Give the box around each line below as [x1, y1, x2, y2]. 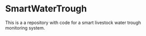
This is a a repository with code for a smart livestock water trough [5, 19, 141, 25]
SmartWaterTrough [5, 3, 87, 14]
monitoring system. [5, 24, 45, 30]
